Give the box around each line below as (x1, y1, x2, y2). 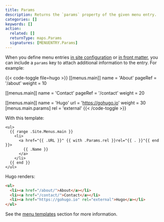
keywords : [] (5, 21, 33, 27)
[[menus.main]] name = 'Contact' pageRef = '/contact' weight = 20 (5, 90, 145, 96)
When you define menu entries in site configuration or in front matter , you (5, 54, 158, 60)
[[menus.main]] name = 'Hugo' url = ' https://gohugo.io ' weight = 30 (5, 100, 146, 106)
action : (5, 26, 22, 31)
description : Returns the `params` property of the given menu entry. (5, 12, 157, 17)
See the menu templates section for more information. (5, 211, 118, 217)
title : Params (5, 7, 35, 13)
